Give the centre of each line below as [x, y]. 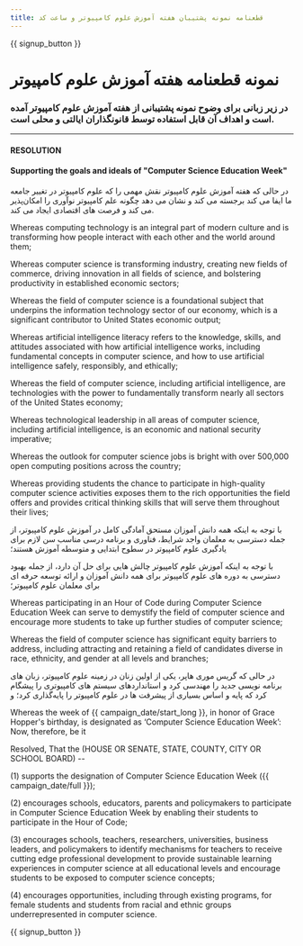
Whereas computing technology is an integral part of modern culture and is [150, 227]
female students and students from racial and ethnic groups [121, 905]
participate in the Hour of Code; [69, 822]
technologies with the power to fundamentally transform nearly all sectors [147, 392]
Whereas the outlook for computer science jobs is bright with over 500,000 [150, 456]
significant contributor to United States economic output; [116, 320]
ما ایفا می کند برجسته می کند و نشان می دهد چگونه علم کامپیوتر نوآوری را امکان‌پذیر [151, 200]
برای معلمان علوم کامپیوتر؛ [55, 585]
